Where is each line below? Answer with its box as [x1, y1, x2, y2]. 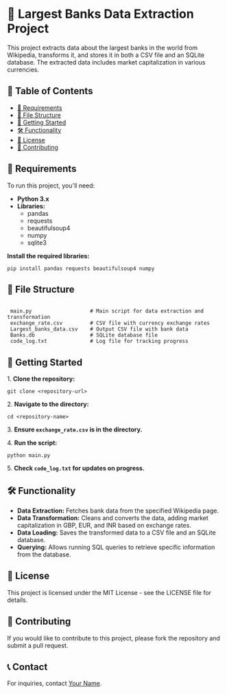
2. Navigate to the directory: [7, 400, 89, 408]
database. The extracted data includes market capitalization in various [7, 58, 206, 66]
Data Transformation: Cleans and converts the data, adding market [16, 514, 209, 522]
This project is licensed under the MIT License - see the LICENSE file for [7, 588, 211, 596]
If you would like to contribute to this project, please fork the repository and [7, 634, 221, 642]
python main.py [7, 452, 51, 459]
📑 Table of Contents [7, 85, 93, 97]
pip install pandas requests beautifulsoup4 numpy [7, 265, 155, 272]
